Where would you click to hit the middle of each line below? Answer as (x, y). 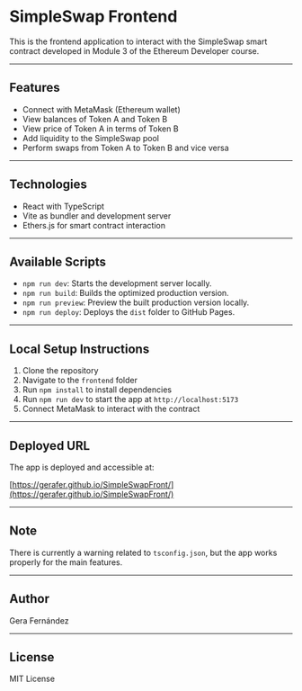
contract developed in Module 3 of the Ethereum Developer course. (134, 50)
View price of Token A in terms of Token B (100, 129)
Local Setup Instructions (80, 349)
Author (29, 599)
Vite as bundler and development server (97, 215)
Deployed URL (50, 446)
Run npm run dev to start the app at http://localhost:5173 (130, 399)
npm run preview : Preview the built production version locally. (136, 302)
